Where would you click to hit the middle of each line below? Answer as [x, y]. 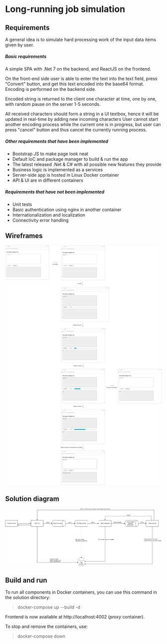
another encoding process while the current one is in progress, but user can [83, 124]
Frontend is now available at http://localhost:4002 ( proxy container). [75, 617]
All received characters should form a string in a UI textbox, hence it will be [82, 114]
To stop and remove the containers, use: [46, 627]
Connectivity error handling [40, 220]
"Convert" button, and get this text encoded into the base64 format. [75, 84]
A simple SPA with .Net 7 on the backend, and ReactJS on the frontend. [78, 69]
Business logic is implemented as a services [58, 169]
